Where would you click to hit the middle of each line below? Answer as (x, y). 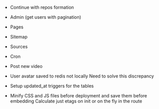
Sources (19, 47)
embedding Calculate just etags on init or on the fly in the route (76, 101)
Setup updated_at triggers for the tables (52, 86)
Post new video (26, 66)
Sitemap (19, 37)
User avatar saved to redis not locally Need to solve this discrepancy (82, 76)
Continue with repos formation (42, 7)
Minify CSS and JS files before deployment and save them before (78, 96)
